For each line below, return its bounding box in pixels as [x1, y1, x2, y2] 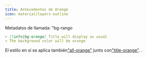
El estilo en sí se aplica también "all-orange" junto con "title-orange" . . [5, 47, 143, 53]
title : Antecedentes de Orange [5, 7, 68, 12]
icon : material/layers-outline [5, 12, 68, 16]
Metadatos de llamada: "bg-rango [5, 25, 73, 30]
